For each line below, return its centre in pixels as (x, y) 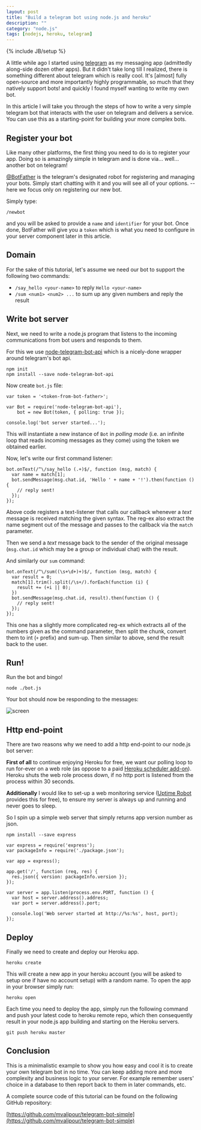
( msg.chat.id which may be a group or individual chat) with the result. (92, 549)
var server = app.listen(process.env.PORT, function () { (80, 893)
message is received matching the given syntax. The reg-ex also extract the (100, 518)
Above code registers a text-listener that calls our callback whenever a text (99, 512)
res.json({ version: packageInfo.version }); (70, 877)
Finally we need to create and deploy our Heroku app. (73, 952)
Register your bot (39, 138)
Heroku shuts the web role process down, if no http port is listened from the (100, 775)
